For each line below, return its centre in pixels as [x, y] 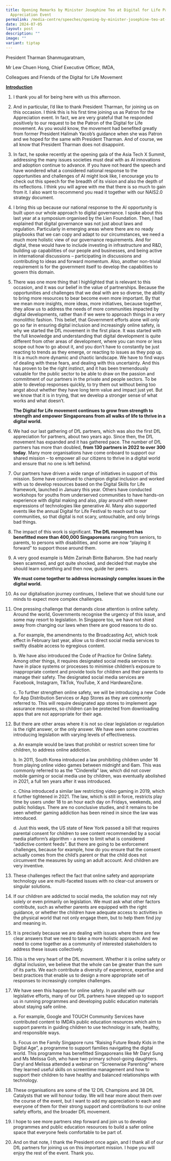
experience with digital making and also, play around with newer [80, 500]
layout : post [20, 29]
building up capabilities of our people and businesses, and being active [88, 250]
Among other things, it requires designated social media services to [84, 661]
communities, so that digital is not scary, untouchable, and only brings [86, 517]
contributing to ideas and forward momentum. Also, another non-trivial [87, 261]
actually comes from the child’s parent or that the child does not [80, 855]
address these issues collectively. [48, 949]
